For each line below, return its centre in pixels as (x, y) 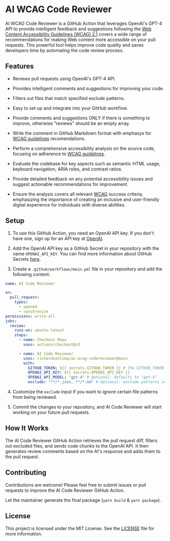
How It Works (27, 428)
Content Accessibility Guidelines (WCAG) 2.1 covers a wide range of (76, 34)
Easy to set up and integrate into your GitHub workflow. (70, 108)
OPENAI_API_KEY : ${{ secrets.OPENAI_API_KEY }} (79, 373)
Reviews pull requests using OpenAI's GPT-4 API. (64, 78)
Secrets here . (27, 259)
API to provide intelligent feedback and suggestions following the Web (78, 28)
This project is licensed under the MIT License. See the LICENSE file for (80, 528)
